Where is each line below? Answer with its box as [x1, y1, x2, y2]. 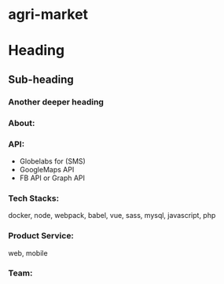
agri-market [8, 6, 89, 24]
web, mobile [8, 248, 49, 257]
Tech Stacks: [8, 193, 60, 204]
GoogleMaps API [19, 164, 75, 174]
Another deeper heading [8, 96, 105, 107]
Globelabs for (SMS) [19, 156, 86, 166]
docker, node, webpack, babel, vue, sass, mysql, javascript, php [8, 211, 216, 220]
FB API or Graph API [19, 173, 85, 183]
